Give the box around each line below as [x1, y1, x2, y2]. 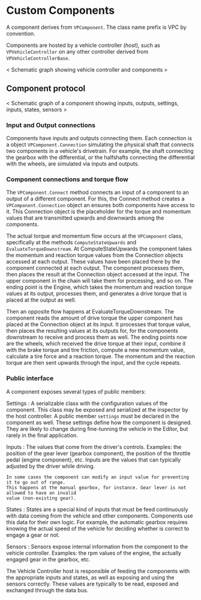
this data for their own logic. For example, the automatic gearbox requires [6, 518, 188, 525]
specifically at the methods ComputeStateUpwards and [6, 239, 137, 246]
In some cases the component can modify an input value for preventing [6, 474, 189, 480]
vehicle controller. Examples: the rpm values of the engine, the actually [6, 549, 182, 557]
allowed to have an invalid [6, 490, 77, 496]
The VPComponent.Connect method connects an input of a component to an [6, 189, 189, 196]
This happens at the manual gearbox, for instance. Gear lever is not [6, 484, 187, 490]
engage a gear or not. [6, 531, 60, 539]
